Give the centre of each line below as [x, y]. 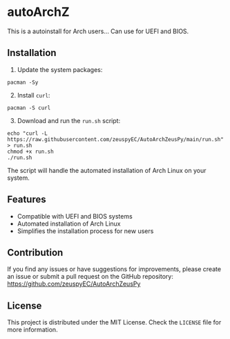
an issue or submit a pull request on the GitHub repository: [90, 277]
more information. [32, 330]
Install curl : [33, 95]
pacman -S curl [29, 108]
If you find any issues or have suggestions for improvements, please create [114, 269]
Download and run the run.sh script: [69, 120]
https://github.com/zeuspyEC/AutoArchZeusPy [74, 284]
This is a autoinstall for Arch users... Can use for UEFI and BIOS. [98, 31]
